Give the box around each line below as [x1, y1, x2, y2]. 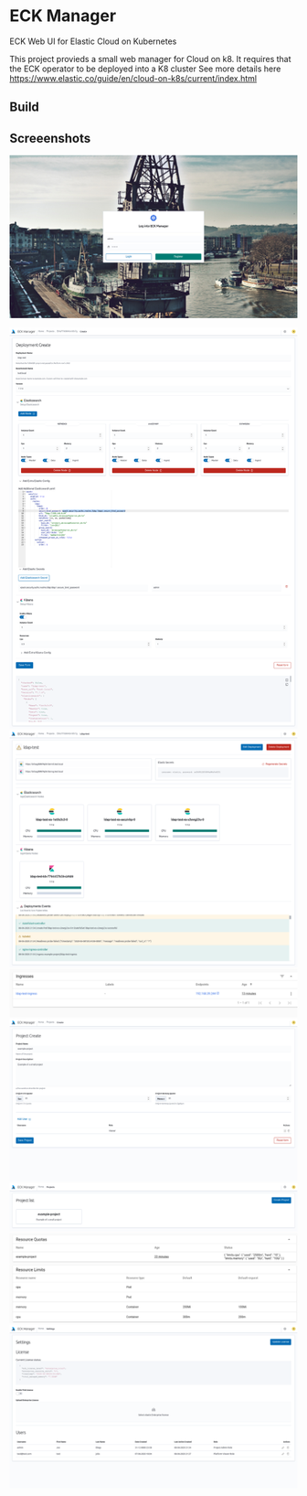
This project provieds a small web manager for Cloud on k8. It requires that [9, 53, 291, 64]
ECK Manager [9, 5, 117, 27]
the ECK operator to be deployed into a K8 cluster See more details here [9, 63, 281, 74]
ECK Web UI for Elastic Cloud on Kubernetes [9, 36, 177, 47]
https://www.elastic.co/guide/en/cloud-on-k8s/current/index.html [9, 72, 258, 83]
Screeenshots [9, 130, 91, 146]
